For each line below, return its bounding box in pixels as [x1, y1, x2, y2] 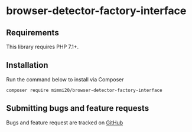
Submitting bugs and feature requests [6, 103, 149, 113]
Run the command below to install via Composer [6, 75, 124, 83]
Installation [6, 60, 48, 70]
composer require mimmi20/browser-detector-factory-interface [6, 87, 162, 93]
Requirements [6, 28, 59, 38]
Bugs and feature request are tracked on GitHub [6, 119, 123, 126]
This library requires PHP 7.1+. [6, 43, 79, 50]
